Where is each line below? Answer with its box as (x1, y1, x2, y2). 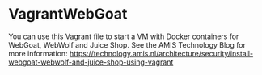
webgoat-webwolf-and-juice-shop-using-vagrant (8, 57, 174, 67)
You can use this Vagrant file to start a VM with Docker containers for (8, 31, 239, 41)
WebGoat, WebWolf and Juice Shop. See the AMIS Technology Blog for (8, 40, 247, 49)
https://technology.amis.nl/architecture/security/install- (69, 48, 253, 58)
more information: (8, 48, 68, 58)
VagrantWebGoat (8, 5, 128, 23)
